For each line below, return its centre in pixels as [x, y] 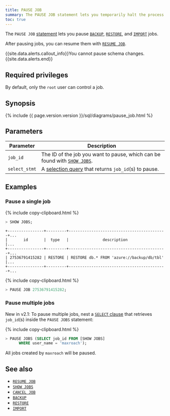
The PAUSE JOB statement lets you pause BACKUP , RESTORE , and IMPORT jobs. [82, 34]
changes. [135, 53]
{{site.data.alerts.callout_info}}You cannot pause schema [65, 53]
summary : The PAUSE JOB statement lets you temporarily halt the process [85, 15]
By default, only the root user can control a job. [55, 87]
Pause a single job [28, 201]
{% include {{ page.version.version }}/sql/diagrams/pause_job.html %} [79, 115]
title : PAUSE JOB [24, 10]
